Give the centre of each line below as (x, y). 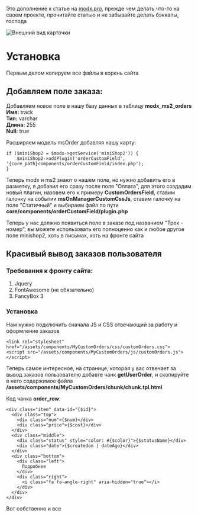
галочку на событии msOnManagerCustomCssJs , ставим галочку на (93, 198)
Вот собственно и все (34, 508)
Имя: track (20, 112)
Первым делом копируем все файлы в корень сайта (72, 73)
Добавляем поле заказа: (55, 91)
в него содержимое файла (40, 381)
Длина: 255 (21, 124)
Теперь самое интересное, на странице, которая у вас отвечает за (91, 368)
